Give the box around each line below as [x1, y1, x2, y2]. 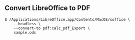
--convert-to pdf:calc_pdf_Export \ [13, 26, 90, 31]
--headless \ [13, 21, 41, 26]
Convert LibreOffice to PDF [4, 4, 90, 12]
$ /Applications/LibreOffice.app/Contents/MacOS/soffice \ [4, 17, 130, 22]
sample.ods [13, 30, 36, 35]
